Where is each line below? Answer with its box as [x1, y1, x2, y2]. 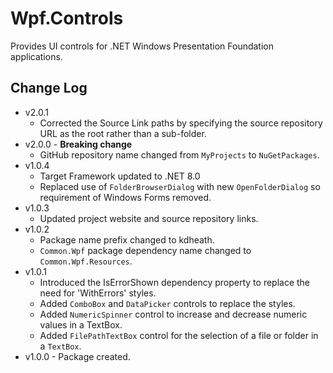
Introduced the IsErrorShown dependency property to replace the [39, 276, 311, 288]
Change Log [10, 80, 88, 97]
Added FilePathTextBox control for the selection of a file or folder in [39, 329, 319, 341]
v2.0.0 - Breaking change [24, 138, 133, 150]
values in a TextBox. [39, 318, 123, 331]
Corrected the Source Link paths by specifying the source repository [39, 117, 323, 129]
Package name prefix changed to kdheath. [39, 233, 215, 246]
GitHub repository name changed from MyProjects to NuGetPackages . [39, 148, 320, 161]
